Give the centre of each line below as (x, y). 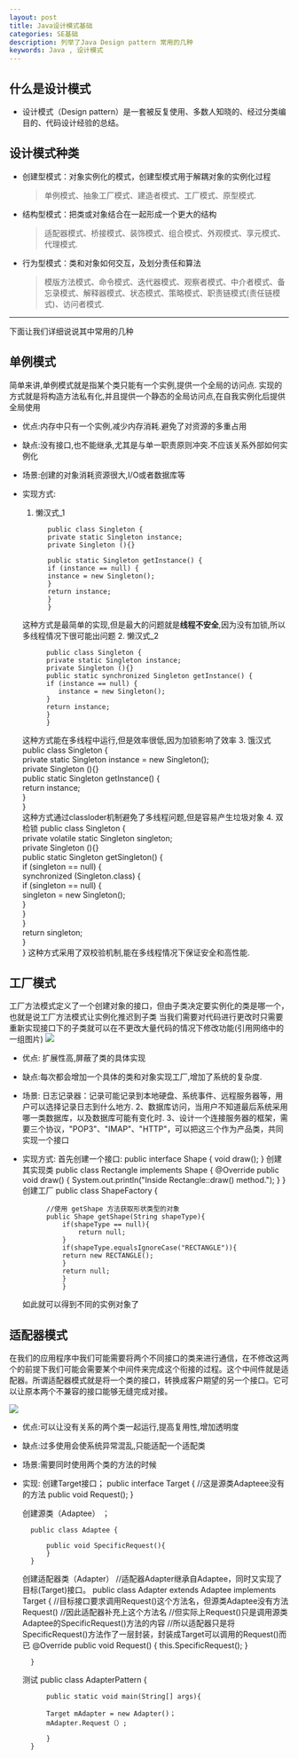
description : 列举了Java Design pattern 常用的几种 (101, 42)
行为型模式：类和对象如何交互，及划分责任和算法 (111, 263)
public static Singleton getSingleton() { (92, 856)
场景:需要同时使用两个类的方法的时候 (89, 1464)
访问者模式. (83, 304)
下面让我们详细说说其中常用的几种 (71, 331)
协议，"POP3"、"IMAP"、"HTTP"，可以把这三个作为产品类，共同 (165, 1129)
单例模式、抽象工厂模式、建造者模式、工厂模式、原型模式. (150, 195)
